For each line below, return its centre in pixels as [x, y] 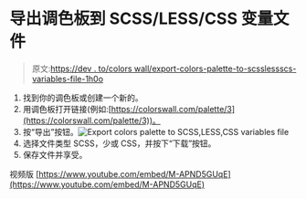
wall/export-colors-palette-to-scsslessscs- [215, 68]
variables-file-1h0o [67, 79]
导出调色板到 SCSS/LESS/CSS [123, 19]
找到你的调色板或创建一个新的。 [83, 98]
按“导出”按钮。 [51, 131]
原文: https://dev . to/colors [82, 68]
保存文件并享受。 [55, 154]
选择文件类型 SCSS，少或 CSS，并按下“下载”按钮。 [119, 143]
